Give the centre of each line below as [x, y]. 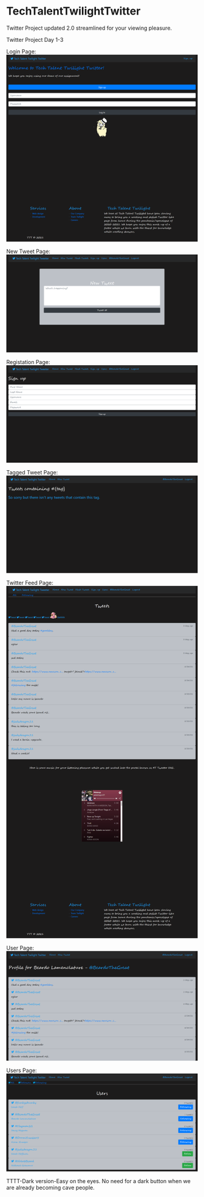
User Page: [20, 948]
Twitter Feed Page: [30, 583]
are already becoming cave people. [51, 1187]
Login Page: [21, 51]
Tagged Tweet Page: [32, 472]
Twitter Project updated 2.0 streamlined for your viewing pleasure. [89, 28]
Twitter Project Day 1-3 [35, 39]
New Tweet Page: [28, 251]
